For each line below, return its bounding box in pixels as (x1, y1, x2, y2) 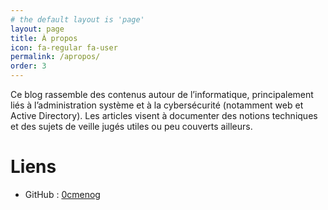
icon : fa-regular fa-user (10, 42, 118, 53)
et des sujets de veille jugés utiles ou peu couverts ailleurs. (10, 121, 253, 132)
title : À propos (10, 33, 78, 43)
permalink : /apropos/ (10, 52, 101, 62)
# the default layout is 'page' (10, 14, 145, 25)
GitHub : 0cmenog (24, 188, 101, 200)
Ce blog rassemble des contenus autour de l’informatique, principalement (10, 89, 314, 100)
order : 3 (10, 61, 47, 71)
